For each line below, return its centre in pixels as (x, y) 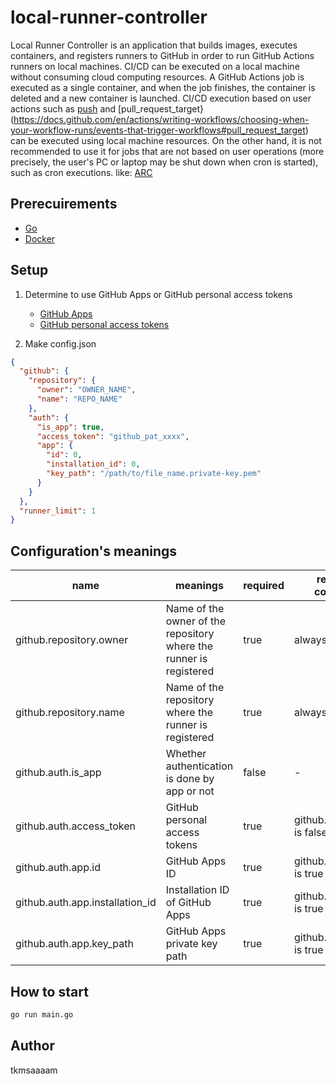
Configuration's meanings (94, 551)
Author (32, 1046)
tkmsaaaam (34, 1070)
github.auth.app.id (58, 868)
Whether (186, 754)
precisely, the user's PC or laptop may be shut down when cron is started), (164, 162)
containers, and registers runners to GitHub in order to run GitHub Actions (162, 55)
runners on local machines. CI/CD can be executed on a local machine (155, 66)
